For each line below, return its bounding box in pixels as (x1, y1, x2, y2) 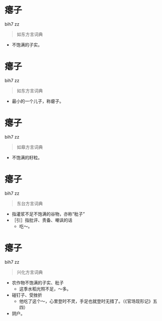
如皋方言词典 (16, 144, 43, 150)
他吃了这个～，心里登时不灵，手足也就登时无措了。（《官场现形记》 (19, 298, 153, 304)
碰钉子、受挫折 (11, 292, 42, 298)
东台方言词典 (16, 200, 43, 206)
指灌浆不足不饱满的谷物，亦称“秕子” (11, 211, 85, 217)
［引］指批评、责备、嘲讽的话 (11, 217, 72, 223)
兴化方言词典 (16, 269, 43, 275)
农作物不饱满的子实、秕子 (11, 280, 64, 285)
